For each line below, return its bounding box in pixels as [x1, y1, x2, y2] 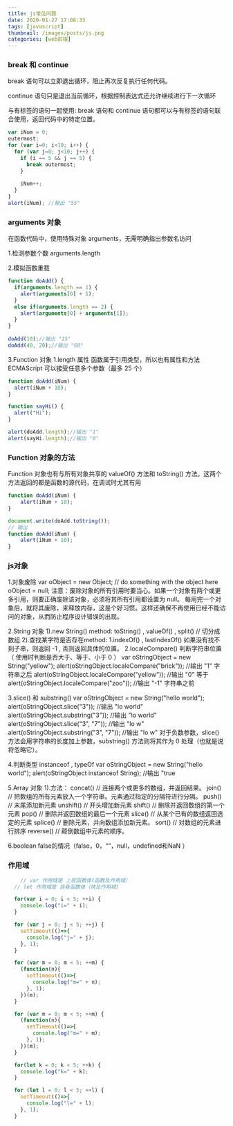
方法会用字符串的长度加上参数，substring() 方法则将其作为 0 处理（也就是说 [8, 737, 224, 745]
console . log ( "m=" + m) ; [32, 1030, 101, 1037]
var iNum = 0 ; [8, 129, 49, 136]
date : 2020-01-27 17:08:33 [8, 17, 86, 24]
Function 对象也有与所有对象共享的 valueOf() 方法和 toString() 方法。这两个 [8, 470, 222, 478]
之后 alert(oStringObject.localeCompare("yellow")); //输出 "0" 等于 [19, 671, 209, 679]
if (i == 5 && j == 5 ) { [20, 154, 92, 161]
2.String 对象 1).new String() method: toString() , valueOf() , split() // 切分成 [8, 627, 221, 635]
